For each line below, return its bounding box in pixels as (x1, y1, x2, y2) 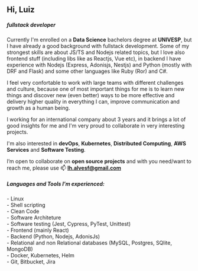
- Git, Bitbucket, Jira (7, 258, 56, 266)
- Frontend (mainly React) (7, 227, 70, 234)
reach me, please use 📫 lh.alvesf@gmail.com (7, 164, 122, 171)
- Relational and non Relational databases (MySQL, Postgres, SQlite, (7, 240, 172, 247)
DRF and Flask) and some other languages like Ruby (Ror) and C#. (7, 68, 168, 75)
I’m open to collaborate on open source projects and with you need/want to (7, 158, 191, 165)
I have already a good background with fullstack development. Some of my (7, 43, 190, 50)
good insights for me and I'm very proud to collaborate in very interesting (7, 122, 185, 129)
